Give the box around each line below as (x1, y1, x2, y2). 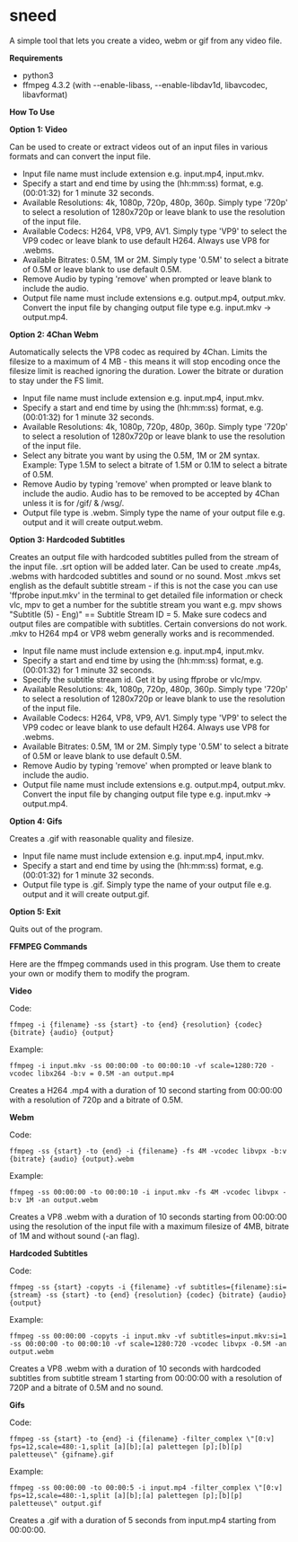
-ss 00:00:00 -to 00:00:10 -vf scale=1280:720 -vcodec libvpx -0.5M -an (9, 1339, 287, 1349)
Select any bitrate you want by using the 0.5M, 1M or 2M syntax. (22, 450, 260, 460)
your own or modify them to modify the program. (9, 967, 190, 978)
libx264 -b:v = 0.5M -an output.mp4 (37, 1069, 175, 1078)
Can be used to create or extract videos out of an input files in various (9, 141, 268, 152)
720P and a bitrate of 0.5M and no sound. (9, 1382, 163, 1393)
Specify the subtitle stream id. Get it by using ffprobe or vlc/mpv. (22, 673, 262, 684)
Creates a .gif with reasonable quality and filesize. (9, 833, 195, 843)
